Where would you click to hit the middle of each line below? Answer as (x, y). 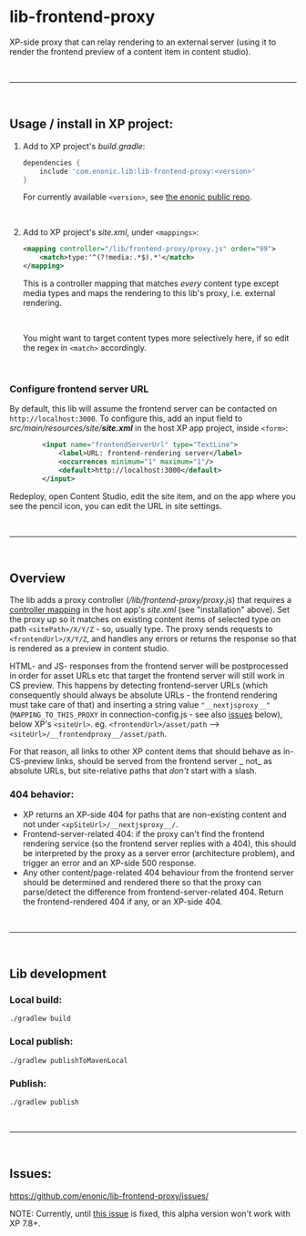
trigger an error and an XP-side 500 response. (109, 863)
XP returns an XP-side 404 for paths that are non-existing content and (154, 814)
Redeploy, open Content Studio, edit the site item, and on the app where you (153, 496)
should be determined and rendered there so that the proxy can (142, 882)
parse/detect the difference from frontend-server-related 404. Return (153, 892)
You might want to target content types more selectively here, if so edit (156, 338)
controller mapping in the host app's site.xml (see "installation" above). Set (149, 610)
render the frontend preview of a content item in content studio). (130, 51)
